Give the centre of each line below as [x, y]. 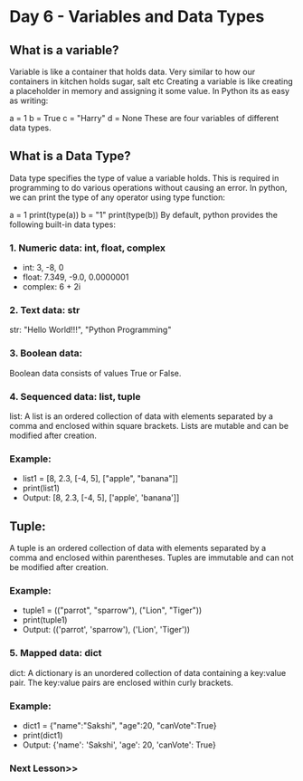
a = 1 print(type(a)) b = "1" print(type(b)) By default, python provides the [144, 214]
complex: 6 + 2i [52, 287]
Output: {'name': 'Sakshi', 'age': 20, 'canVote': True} [119, 745]
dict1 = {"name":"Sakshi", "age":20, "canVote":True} [119, 725]
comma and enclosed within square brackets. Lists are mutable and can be [149, 426]
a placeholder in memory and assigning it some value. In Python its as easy [150, 91]
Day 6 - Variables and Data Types [137, 17]
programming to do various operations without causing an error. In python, [148, 187]
